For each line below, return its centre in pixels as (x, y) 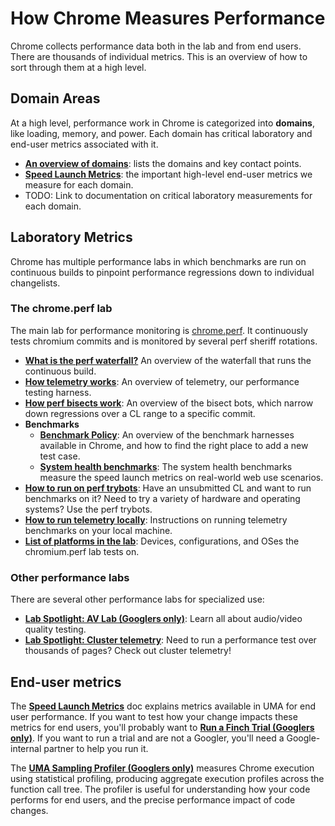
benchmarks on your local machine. (98, 530)
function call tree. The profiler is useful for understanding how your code (160, 789)
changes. (29, 810)
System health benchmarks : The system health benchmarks (166, 466)
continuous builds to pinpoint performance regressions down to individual (162, 272)
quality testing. (55, 629)
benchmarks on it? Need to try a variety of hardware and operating (162, 498)
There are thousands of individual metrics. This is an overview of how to (159, 56)
